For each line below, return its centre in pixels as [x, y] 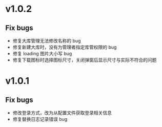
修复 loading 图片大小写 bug [42, 54]
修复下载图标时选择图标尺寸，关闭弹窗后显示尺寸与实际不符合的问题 [85, 60]
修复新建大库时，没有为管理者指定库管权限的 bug [65, 47]
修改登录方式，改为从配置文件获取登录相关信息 [62, 113]
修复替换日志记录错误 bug [40, 119]
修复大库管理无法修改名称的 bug [47, 41]
